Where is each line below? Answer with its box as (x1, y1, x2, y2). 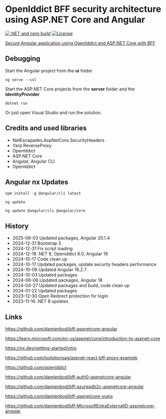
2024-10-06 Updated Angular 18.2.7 (12, 267, 87, 273)
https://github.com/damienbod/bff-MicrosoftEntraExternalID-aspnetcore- (5, 403, 156, 409)
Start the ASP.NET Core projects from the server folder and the (5, 86, 135, 92)
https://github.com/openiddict (5, 364, 67, 370)
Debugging (5, 55, 41, 63)
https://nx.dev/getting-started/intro (5, 345, 77, 351)
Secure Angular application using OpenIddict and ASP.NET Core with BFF (5, 40, 156, 46)
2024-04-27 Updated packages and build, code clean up (12, 282, 130, 288)
